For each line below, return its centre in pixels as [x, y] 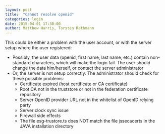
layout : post [19, 10]
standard [22, 63]
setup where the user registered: [38, 48]
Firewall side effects [40, 116]
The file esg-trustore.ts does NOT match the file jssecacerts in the [87, 121]
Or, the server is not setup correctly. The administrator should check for [86, 73]
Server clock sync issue [44, 111]
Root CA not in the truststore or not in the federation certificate [83, 89]
